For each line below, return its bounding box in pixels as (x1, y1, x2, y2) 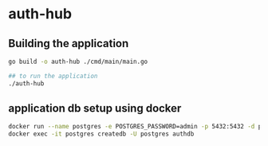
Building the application (8, 37, 129, 50)
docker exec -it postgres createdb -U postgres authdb (8, 130, 195, 138)
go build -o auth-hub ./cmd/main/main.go (8, 57, 148, 65)
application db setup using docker (8, 101, 182, 116)
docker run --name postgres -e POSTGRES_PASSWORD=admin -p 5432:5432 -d (8, 123, 255, 131)
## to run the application (8, 72, 98, 80)
